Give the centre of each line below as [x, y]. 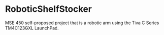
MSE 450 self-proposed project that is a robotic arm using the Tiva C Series [82, 23]
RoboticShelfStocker [49, 9]
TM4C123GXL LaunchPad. [32, 28]
